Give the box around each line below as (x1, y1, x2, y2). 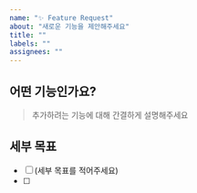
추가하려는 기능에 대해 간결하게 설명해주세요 (31, 109, 189, 120)
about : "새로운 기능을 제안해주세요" (9, 22, 130, 31)
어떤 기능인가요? (9, 83, 97, 99)
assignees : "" (9, 48, 64, 57)
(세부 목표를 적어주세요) (34, 165, 119, 176)
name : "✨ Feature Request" (9, 13, 114, 23)
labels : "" (9, 38, 51, 48)
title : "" (9, 30, 47, 39)
